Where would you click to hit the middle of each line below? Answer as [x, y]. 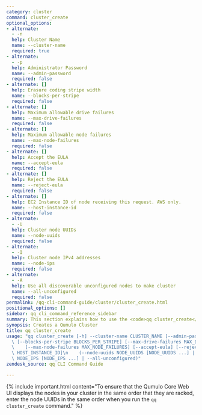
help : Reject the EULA [40, 180]
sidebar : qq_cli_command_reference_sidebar [62, 314]
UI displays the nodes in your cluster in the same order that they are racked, [100, 393]
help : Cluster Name [36, 40]
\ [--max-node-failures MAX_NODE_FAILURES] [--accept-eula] [92, 347]
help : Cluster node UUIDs [44, 230]
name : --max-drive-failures [47, 118]
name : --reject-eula [37, 185]
